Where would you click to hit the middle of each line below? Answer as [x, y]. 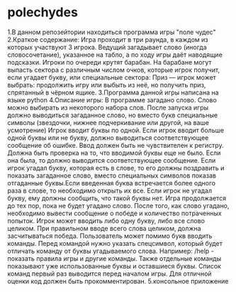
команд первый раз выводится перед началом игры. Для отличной [109, 274]
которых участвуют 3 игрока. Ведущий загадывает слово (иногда [107, 47]
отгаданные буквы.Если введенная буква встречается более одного [112, 183]
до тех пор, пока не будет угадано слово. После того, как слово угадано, [118, 205]
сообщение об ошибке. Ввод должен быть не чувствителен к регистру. [116, 145]
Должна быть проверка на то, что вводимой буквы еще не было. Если [114, 153]
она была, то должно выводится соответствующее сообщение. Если [112, 160]
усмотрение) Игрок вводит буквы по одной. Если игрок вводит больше [116, 130]
